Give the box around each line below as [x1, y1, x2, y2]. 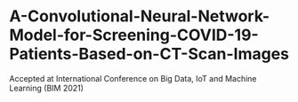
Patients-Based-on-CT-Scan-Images [9, 44, 290, 64]
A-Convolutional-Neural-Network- [9, 6, 270, 27]
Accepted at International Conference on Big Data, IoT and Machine [9, 73, 257, 83]
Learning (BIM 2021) [9, 82, 85, 93]
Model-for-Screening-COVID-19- [9, 25, 260, 45]
